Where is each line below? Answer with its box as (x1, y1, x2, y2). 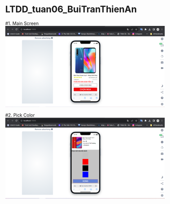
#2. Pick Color (5, 112, 35, 118)
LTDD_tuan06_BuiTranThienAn (5, 4, 137, 15)
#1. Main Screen (5, 20, 39, 26)
